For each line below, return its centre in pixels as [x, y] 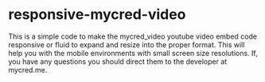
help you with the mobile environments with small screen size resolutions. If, [133, 53]
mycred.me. [28, 69]
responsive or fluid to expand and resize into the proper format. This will [127, 44]
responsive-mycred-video [97, 15]
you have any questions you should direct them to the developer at [118, 61]
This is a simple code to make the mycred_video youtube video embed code [132, 36]
